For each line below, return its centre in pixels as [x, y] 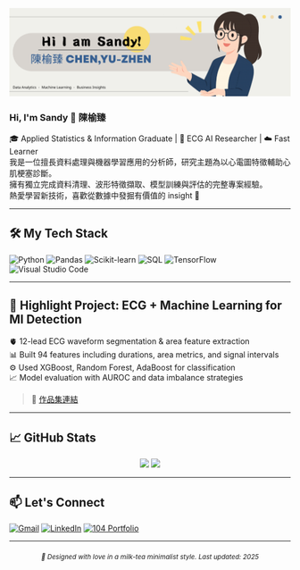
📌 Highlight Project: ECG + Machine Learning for [146, 306]
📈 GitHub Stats [53, 437]
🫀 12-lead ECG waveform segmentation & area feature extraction [129, 341]
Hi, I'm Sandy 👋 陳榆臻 [58, 118]
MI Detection [46, 319]
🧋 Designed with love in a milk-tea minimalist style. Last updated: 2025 [150, 557]
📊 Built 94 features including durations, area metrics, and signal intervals [144, 355]
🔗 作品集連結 [54, 399]
